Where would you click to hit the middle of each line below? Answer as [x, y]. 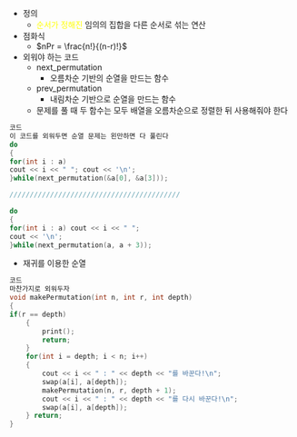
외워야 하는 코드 [50, 57]
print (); [59, 331]
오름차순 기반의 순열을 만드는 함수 [109, 78]
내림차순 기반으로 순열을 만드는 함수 [113, 99]
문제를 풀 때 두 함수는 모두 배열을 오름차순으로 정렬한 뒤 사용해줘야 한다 [162, 110]
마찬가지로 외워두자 [40, 289]
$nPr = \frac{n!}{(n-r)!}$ [81, 46]
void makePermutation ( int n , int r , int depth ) [101, 298]
